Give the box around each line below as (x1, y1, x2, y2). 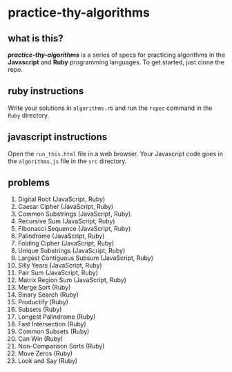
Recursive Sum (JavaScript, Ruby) (17, 217, 116, 225)
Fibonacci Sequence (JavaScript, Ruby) (17, 225, 131, 233)
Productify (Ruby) (17, 298, 68, 306)
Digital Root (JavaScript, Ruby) (17, 195, 106, 203)
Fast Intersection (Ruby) (17, 320, 87, 328)
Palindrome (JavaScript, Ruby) (17, 232, 105, 240)
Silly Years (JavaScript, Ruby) (17, 261, 102, 270)
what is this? (8, 32, 64, 44)
